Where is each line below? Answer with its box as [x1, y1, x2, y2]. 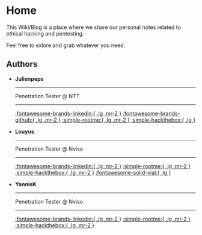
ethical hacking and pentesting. [6, 30, 84, 37]
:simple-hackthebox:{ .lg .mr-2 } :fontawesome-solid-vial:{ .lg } [14, 169, 171, 176]
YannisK [14, 180, 37, 187]
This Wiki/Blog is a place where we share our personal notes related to [6, 23, 182, 31]
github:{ [14, 116, 35, 124]
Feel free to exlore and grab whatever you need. [6, 42, 126, 49]
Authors [6, 59, 38, 69]
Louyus [14, 128, 34, 135]
